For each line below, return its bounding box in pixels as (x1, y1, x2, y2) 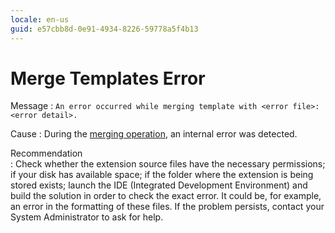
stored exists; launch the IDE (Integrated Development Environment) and (10, 179, 308, 191)
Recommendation (10, 147, 83, 160)
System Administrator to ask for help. (10, 211, 164, 223)
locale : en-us (10, 14, 70, 25)
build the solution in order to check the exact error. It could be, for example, (10, 190, 322, 202)
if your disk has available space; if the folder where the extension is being (10, 169, 314, 181)
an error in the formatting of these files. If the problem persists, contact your (10, 201, 325, 213)
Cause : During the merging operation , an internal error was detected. (10, 128, 298, 140)
